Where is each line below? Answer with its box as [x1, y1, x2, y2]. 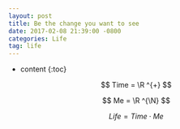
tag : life [8, 42, 42, 50]
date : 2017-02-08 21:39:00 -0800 [8, 27, 122, 35]
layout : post [8, 11, 53, 20]
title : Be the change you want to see [8, 19, 139, 28]
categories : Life [8, 34, 67, 43]
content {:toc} [19, 64, 67, 74]
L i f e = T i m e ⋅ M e [109, 111, 164, 122]
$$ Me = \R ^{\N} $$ [102, 96, 170, 105]
